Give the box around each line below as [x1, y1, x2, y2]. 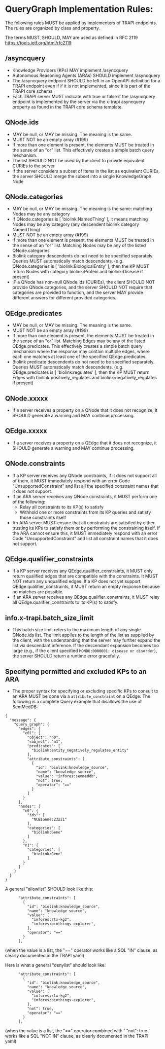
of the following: [12, 499, 46, 505]
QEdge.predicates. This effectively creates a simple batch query [12, 343, 143, 349]
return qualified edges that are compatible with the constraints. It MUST [12, 573, 158, 579]
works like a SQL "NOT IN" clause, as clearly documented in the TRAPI [5, 1033, 149, 1039]
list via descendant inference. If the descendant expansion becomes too [12, 643, 159, 649]
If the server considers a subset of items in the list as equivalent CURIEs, [12, 168, 160, 174]
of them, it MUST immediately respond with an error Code [12, 477, 130, 484]
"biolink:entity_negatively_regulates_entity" [31, 748, 129, 753]
